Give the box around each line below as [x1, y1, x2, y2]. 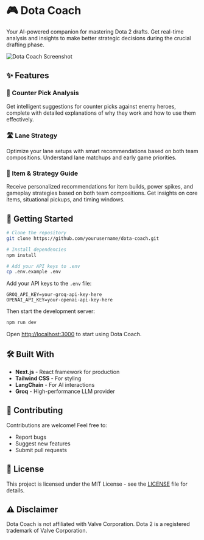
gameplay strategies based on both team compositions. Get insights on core [6, 189, 198, 197]
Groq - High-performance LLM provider [15, 387, 116, 395]
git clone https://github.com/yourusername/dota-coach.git [6, 235, 160, 242]
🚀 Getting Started [6, 214, 74, 224]
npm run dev [6, 320, 37, 326]
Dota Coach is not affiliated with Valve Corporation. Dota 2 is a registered [6, 520, 190, 528]
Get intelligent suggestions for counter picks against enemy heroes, [6, 103, 177, 110]
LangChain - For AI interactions [15, 381, 95, 388]
